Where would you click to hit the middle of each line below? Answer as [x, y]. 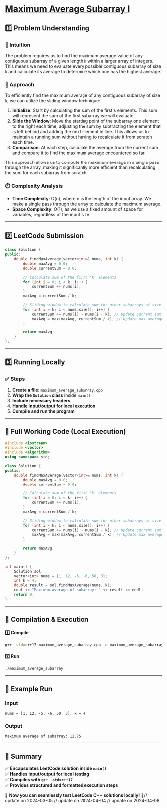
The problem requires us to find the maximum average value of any [74, 55]
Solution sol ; [29, 571]
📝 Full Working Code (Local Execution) [66, 431]
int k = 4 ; [25, 581]
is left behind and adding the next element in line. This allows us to [81, 132]
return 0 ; [24, 595]
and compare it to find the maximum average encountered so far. [79, 153]
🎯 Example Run [29, 689]
